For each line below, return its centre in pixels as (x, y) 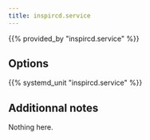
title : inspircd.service (49, 16)
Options (29, 64)
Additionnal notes (53, 108)
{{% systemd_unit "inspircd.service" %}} (75, 83)
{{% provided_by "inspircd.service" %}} (74, 38)
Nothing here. (31, 127)
